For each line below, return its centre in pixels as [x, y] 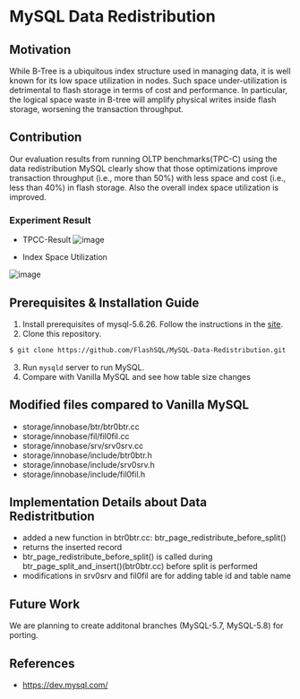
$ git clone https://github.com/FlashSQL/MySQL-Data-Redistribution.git [148, 350]
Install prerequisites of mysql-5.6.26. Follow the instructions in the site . [153, 324]
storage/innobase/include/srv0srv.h [88, 464]
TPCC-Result [47, 240]
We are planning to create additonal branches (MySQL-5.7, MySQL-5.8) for [146, 626]
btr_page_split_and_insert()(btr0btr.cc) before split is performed [140, 566]
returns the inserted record [72, 548]
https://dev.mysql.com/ [65, 685]
